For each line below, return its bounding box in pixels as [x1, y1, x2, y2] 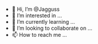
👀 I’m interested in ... [11, 12, 62, 19]
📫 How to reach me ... [11, 32, 67, 38]
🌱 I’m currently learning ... [11, 18, 75, 25]
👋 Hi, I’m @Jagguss [11, 6, 60, 12]
